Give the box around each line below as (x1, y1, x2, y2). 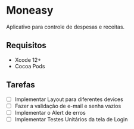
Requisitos (6, 40, 46, 51)
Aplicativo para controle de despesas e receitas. (6, 23, 125, 30)
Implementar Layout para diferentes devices (14, 96, 123, 103)
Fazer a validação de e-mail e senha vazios (14, 102, 121, 109)
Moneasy (6, 4, 54, 17)
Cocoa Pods (14, 62, 45, 70)
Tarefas (6, 80, 36, 90)
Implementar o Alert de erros (14, 109, 86, 116)
